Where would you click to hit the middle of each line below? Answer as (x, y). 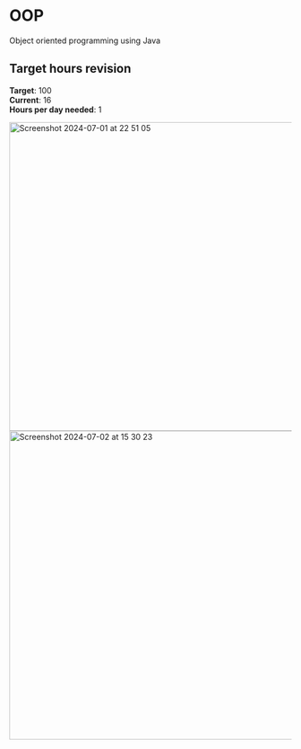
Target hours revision (70, 69)
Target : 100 (30, 90)
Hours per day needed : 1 (56, 110)
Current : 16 (30, 100)
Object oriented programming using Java (85, 40)
